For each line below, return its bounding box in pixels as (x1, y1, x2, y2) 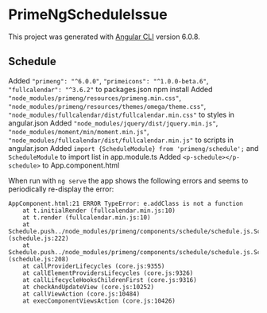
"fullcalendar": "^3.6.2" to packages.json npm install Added (8, 84, 213, 94)
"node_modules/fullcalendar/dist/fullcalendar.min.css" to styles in (8, 110, 234, 119)
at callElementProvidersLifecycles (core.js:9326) (22, 269, 194, 277)
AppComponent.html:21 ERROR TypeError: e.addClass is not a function (8, 199, 244, 207)
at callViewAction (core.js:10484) (22, 290, 141, 298)
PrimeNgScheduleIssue (8, 6, 168, 24)
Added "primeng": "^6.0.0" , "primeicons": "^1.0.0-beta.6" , (8, 75, 209, 85)
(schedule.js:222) (8, 234, 69, 242)
